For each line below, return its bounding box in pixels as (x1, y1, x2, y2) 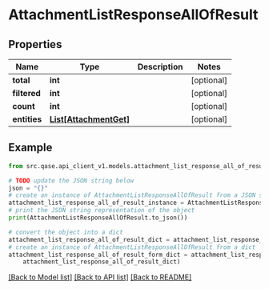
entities (12, 114, 42, 125)
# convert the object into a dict (8, 228, 124, 236)
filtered (12, 88, 42, 98)
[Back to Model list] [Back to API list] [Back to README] (8, 272, 192, 282)
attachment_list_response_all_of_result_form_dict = (8, 251, 188, 259)
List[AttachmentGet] (49, 114, 130, 125)
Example (8, 141, 53, 155)
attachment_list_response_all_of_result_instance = (8, 199, 184, 207)
